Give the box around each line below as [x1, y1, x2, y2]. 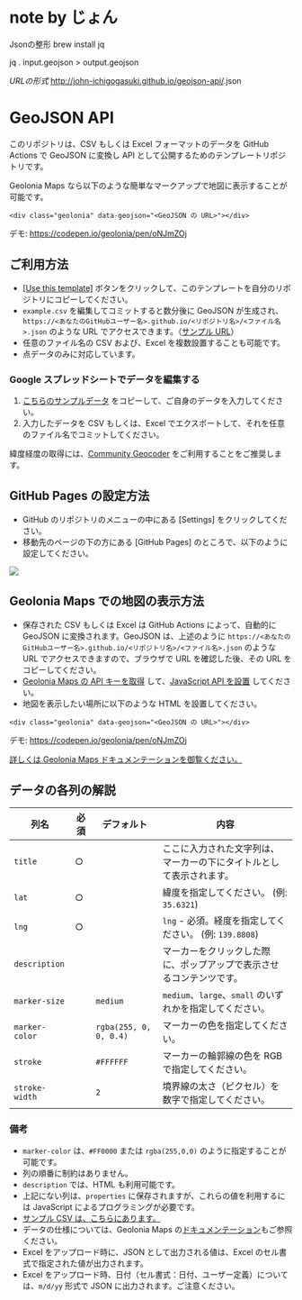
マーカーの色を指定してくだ [162, 1019, 280, 1032]
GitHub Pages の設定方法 [9, 488, 150, 504]
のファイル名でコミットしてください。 [22, 429, 164, 440]
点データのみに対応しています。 [22, 348, 140, 359]
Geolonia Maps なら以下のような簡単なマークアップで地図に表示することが [9, 180, 288, 191]
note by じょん [9, 7, 119, 28]
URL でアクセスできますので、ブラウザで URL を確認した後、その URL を [22, 653, 292, 664]
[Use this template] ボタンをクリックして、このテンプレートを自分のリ [22, 282, 284, 293]
